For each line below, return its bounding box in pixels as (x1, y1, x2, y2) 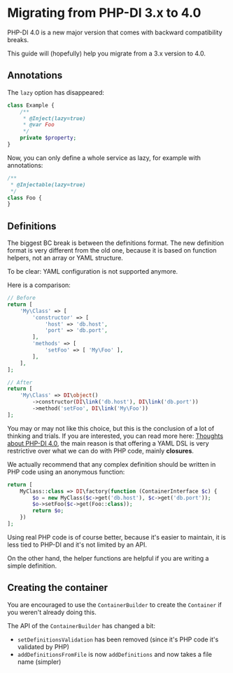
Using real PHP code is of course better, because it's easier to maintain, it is (7, 533, 226, 541)
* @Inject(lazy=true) (22, 114, 86, 122)
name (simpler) (17, 658, 62, 666)
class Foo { (7, 194, 42, 201)
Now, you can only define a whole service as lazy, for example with (7, 153, 202, 162)
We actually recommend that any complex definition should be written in (7, 460, 216, 468)
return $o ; (32, 507, 64, 514)
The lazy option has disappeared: (7, 88, 105, 96)
